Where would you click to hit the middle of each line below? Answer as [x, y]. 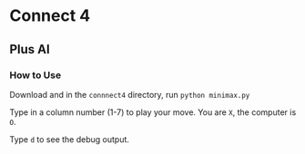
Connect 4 [50, 16]
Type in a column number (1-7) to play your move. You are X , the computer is [153, 112]
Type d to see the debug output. [70, 139]
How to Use [36, 75]
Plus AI [30, 49]
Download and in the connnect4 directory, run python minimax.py [130, 94]
